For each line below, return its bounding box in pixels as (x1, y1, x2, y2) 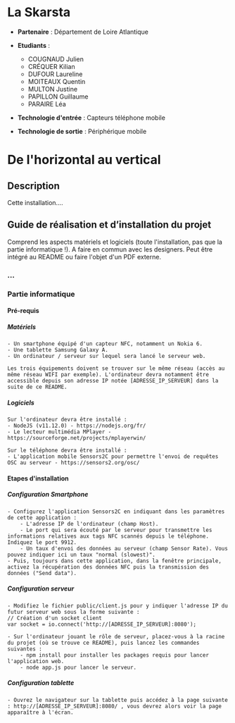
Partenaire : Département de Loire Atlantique (17, 27, 149, 36)
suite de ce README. (7, 383, 68, 391)
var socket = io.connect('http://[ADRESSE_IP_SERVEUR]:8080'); (7, 621, 197, 628)
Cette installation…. (7, 198, 63, 206)
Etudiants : (17, 41, 51, 49)
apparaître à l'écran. (7, 709, 74, 716)
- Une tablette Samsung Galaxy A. (7, 347, 109, 354)
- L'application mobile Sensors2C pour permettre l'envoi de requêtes (7, 453, 219, 460)
